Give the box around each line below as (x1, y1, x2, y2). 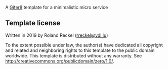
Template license (5, 19, 61, 27)
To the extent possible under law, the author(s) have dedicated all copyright (5, 42, 163, 48)
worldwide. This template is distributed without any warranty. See (5, 52, 142, 58)
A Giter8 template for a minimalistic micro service (5, 5, 108, 10)
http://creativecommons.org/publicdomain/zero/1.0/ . (5, 58, 115, 64)
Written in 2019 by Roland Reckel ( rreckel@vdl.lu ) (5, 32, 108, 38)
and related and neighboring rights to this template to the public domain (5, 47, 155, 53)
